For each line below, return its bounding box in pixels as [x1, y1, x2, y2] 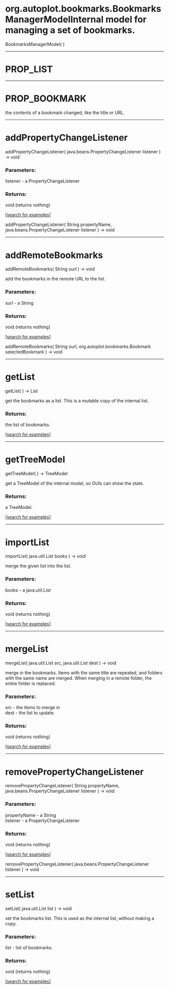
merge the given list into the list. [5, 563, 71, 569]
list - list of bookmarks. [5, 945, 53, 951]
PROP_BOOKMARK [5, 93, 87, 104]
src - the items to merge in [5, 705, 60, 711]
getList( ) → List [5, 388, 38, 394]
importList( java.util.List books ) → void [5, 553, 86, 559]
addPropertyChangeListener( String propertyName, [5, 221, 112, 227]
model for [105, 14, 147, 25]
